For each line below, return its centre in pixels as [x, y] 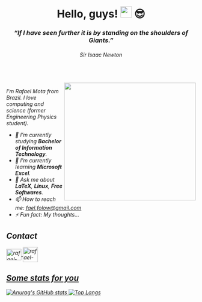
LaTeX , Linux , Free [39, 186]
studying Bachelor [38, 141]
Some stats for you [43, 278]
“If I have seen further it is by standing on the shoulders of [101, 33]
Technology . [31, 154]
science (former [26, 111]
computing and [25, 104]
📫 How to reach [35, 199]
